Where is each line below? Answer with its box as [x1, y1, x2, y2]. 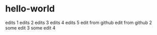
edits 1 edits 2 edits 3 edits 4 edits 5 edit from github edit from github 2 [5, 19, 152, 25]
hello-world [5, 3, 55, 14]
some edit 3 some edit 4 [5, 24, 56, 30]
